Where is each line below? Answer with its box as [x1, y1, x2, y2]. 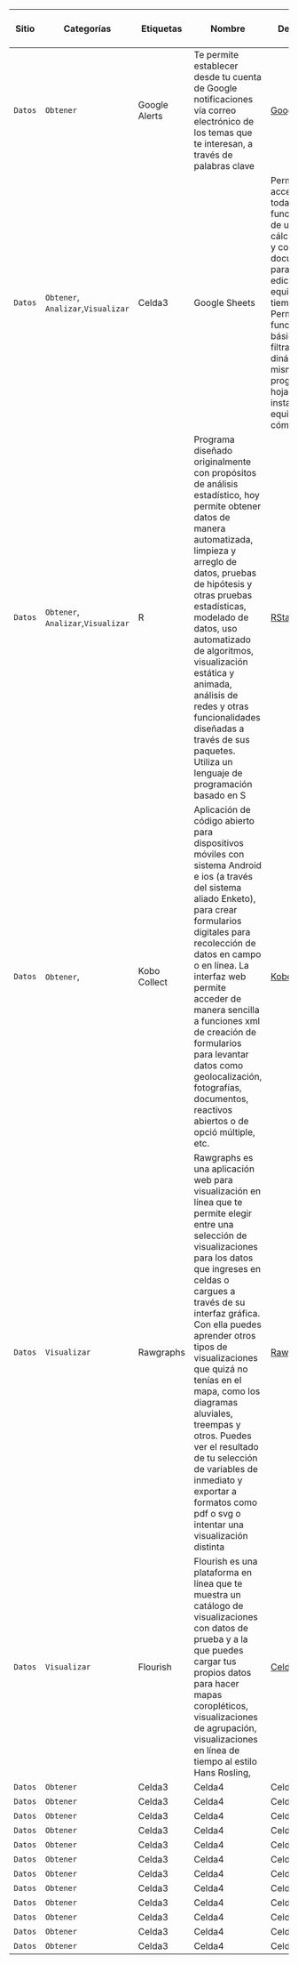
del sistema [193, 881, 242, 893]
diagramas [193, 1397, 238, 1408]
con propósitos [193, 467, 257, 479]
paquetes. [193, 745, 236, 757]
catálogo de [193, 1600, 244, 1612]
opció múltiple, [193, 1126, 255, 1138]
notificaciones [193, 93, 254, 105]
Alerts [137, 110, 163, 122]
